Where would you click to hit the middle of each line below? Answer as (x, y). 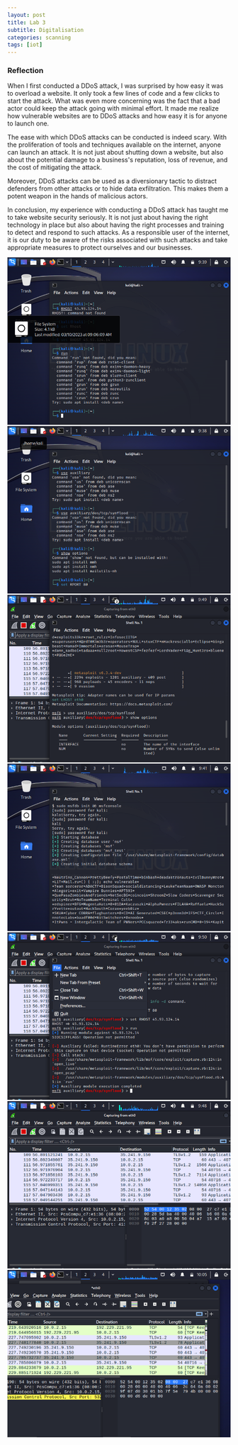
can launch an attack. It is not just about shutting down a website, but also (115, 152)
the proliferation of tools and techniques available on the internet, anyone (114, 145)
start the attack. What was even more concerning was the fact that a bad (114, 101)
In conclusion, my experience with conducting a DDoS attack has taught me (118, 210)
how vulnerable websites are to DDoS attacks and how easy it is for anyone (118, 116)
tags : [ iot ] (25, 45)
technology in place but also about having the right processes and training (116, 225)
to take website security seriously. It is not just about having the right (108, 218)
